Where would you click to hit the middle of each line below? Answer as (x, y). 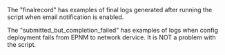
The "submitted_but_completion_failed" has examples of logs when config (113, 30)
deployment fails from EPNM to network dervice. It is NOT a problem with (111, 37)
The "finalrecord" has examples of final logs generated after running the (110, 10)
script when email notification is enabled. (66, 17)
